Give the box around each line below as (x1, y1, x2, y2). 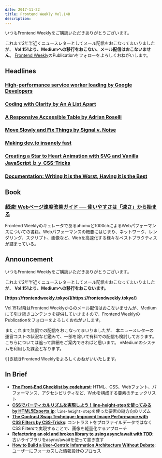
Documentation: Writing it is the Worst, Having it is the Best (5, 173, 147, 180)
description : (5, 16, 31, 21)
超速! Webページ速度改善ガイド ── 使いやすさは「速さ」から (5, 204, 147, 210)
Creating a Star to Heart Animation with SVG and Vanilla (5, 153, 139, 159)
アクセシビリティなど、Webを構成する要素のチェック (42, 390, 148, 396)
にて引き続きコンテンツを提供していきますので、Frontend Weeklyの (5, 311, 140, 317)
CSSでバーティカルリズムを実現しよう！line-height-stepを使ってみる (12, 402, 151, 408)
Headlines (5, 67, 36, 75)
